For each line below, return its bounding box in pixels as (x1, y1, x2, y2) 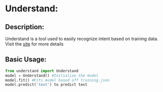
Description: (5, 23, 45, 31)
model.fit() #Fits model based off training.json (5, 78, 110, 83)
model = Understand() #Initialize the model (5, 73, 99, 78)
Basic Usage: (5, 55, 47, 64)
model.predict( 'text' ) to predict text (5, 82, 88, 87)
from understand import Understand (5, 68, 79, 73)
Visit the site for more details (5, 41, 64, 47)
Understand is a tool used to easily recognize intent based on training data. (5, 36, 159, 42)
